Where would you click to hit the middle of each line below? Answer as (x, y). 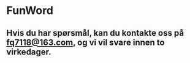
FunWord (30, 11)
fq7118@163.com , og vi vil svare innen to (85, 42)
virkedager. (29, 52)
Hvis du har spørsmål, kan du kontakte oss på (95, 33)
